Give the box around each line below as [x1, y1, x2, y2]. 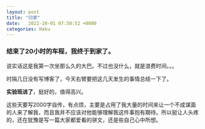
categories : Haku [6, 26, 51, 32]
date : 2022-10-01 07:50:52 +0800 [6, 20, 97, 26]
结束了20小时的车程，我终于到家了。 [6, 47, 115, 55]
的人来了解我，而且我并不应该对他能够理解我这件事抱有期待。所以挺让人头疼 [6, 108, 199, 116]
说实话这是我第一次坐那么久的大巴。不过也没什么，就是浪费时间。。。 [6, 62, 178, 69]
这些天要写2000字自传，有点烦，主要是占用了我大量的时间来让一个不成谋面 [6, 101, 196, 108]
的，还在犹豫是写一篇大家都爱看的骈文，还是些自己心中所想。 [6, 116, 162, 124]
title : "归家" [6, 15, 41, 21]
